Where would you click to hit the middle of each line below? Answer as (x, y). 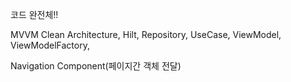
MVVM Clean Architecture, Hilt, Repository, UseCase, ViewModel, (146, 34)
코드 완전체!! (34, 14)
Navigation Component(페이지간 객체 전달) (96, 66)
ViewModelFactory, (50, 45)
